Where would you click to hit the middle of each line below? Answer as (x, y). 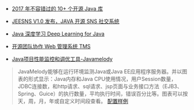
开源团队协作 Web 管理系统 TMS (51, 46)
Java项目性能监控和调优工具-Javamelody (62, 59)
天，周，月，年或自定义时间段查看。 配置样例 (73, 101)
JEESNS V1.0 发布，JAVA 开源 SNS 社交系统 (65, 21)
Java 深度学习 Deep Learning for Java (58, 34)
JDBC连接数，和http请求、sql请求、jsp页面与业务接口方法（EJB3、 (100, 86)
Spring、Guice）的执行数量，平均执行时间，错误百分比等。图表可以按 (103, 94)
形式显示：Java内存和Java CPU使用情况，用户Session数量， (102, 79)
